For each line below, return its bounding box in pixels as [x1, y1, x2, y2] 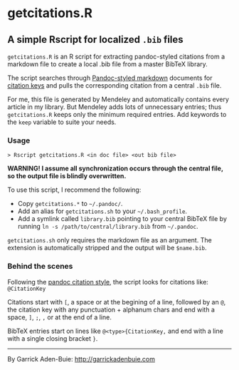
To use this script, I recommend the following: [7, 185, 142, 194]
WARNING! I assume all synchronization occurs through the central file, [7, 164, 223, 173]
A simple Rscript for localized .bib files [7, 34, 184, 46]
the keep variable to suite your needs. [7, 118, 117, 126]
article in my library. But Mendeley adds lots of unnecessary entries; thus [7, 103, 222, 111]
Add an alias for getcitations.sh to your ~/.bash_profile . [17, 207, 187, 215]
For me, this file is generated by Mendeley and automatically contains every [7, 95, 230, 103]
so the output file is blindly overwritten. [7, 172, 127, 180]
